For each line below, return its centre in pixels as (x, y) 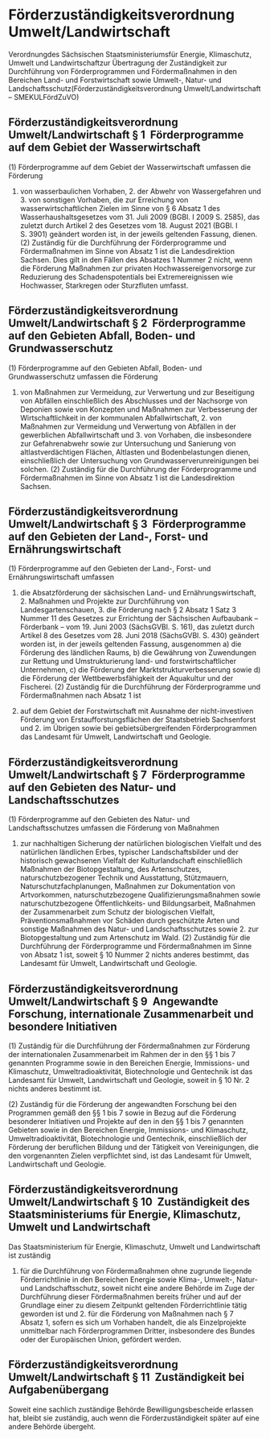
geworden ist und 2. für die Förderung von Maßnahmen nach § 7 (127, 1313)
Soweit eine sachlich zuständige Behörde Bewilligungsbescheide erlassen (131, 1409)
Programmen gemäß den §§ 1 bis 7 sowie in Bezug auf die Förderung (123, 1113)
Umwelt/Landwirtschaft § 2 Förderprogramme (127, 323)
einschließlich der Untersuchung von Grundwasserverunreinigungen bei (139, 460)
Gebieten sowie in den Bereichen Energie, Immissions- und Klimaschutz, (129, 1130)
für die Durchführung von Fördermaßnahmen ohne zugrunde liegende (136, 1271)
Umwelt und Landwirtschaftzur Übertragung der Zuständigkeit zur (118, 63)
